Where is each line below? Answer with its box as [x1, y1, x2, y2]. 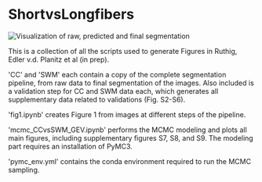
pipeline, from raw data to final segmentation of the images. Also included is [8, 78, 255, 87]
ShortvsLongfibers [8, 5, 135, 23]
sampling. [8, 165, 40, 174]
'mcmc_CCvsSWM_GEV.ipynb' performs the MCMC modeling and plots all [8, 125, 247, 134]
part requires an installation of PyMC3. [8, 141, 133, 151]
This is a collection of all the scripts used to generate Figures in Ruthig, [8, 46, 238, 55]
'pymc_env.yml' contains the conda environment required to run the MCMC [8, 156, 252, 166]
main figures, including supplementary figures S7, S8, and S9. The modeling [8, 133, 253, 142]
